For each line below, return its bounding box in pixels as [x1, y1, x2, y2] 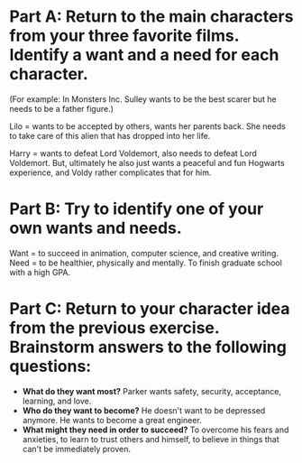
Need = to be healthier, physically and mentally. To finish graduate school [9, 257, 282, 268]
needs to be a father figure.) [9, 103, 114, 114]
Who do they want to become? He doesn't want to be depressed [22, 404, 266, 416]
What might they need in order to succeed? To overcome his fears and [22, 424, 289, 435]
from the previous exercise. [9, 318, 220, 338]
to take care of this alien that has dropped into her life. [9, 130, 211, 141]
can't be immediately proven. [22, 443, 132, 454]
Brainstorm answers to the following [9, 337, 287, 357]
